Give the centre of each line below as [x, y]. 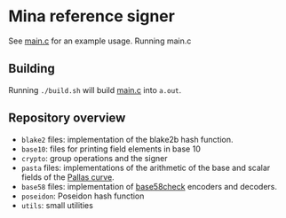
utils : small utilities [57, 205]
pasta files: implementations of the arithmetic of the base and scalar [146, 167]
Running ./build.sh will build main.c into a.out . [95, 90]
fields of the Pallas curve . [68, 177]
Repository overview [67, 118]
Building [32, 69]
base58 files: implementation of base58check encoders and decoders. [149, 186]
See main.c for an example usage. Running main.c [100, 41]
